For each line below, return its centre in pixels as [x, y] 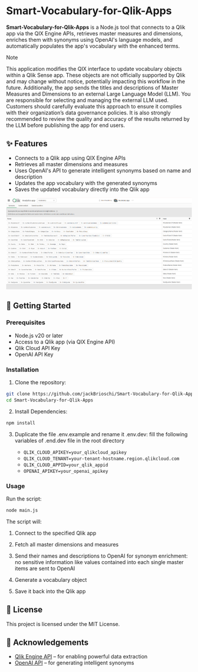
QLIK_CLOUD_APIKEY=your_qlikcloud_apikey [75, 452]
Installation [23, 370]
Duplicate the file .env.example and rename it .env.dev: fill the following [101, 434]
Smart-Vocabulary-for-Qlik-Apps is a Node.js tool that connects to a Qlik [96, 27]
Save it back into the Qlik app [50, 591]
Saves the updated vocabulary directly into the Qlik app [82, 189]
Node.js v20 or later [39, 335]
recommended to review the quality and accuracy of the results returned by [98, 118]
